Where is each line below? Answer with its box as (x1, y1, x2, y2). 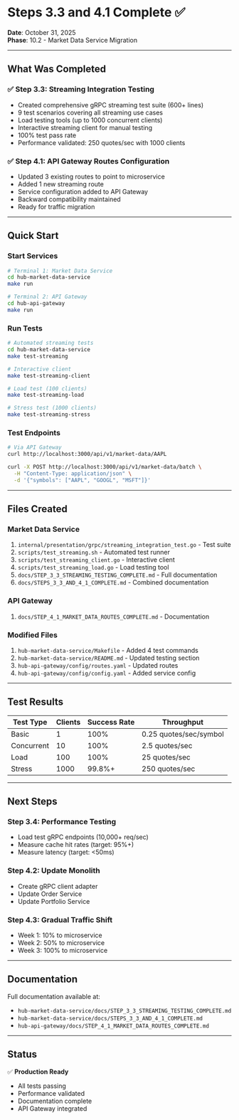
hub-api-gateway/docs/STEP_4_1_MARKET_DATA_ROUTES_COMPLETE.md (17, 1022, 210, 1030)
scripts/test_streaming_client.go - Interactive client (17, 555, 176, 564)
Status (7, 1048, 38, 1060)
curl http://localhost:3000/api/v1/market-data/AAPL (7, 451, 167, 458)
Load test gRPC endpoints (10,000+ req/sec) (17, 833, 149, 841)
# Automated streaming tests (7, 339, 94, 347)
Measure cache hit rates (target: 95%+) (17, 841, 134, 849)
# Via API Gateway (7, 444, 62, 452)
